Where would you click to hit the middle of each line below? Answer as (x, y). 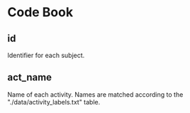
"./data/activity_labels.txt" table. (54, 102)
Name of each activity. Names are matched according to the (95, 94)
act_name (29, 77)
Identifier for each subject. (46, 55)
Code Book (40, 12)
